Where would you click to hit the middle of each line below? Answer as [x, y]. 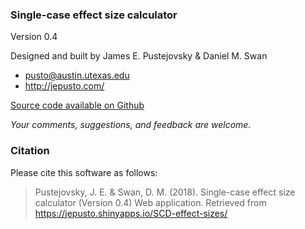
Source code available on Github [77, 105]
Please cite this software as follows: [84, 172]
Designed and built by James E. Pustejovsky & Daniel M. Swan [139, 56]
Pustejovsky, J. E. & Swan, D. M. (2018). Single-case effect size [165, 192]
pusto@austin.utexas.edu [77, 75]
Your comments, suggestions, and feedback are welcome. [131, 125]
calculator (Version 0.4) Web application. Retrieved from [150, 202]
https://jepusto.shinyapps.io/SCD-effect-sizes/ [131, 213]
